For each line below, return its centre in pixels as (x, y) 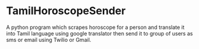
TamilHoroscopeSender (66, 11)
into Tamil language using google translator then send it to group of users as (99, 33)
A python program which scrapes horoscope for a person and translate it (95, 27)
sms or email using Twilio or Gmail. (49, 40)
